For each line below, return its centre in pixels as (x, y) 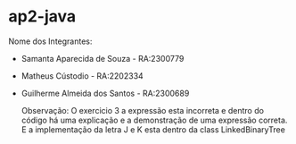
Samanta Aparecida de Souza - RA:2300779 (103, 58)
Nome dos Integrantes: (50, 41)
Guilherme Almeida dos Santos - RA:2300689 (105, 93)
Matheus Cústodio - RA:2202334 (82, 76)
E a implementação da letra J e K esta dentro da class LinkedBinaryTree (153, 129)
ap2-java (42, 17)
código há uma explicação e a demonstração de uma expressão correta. (154, 120)
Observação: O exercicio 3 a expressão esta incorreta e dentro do (143, 110)
